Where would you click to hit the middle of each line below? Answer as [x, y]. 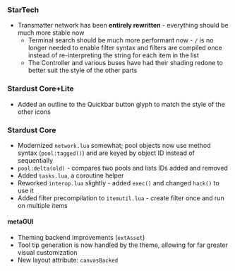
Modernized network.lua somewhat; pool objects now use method [114, 145]
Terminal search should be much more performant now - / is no [121, 40]
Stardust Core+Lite [41, 88]
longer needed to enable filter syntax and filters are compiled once [125, 48]
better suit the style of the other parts [83, 70]
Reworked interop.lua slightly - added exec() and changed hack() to [119, 183]
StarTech [23, 10]
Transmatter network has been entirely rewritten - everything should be [123, 25]
